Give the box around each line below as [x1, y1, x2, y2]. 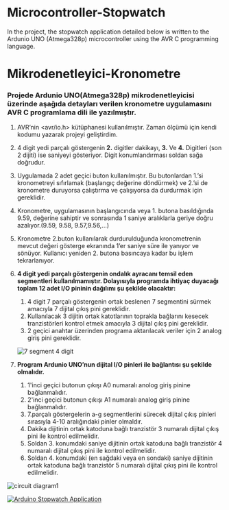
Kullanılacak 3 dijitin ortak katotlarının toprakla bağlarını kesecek [27, 312, 209, 320]
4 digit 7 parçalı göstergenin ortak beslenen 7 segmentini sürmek [27, 297, 211, 306]
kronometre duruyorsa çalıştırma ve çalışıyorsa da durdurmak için [16, 186, 203, 195]
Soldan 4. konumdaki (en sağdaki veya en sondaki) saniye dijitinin [27, 454, 213, 462]
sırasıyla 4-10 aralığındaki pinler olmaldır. [27, 417, 143, 426]
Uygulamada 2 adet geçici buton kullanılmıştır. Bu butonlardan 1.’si [16, 171, 204, 180]
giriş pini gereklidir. [27, 334, 82, 342]
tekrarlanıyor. [16, 256, 55, 265]
